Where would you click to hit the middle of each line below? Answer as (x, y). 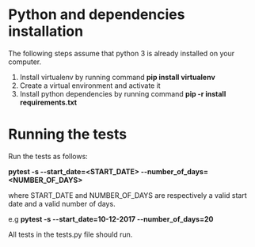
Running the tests (68, 134)
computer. (25, 62)
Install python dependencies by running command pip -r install (123, 93)
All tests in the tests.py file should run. (70, 234)
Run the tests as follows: (48, 156)
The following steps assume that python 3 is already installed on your (122, 53)
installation (46, 31)
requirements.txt (48, 102)
